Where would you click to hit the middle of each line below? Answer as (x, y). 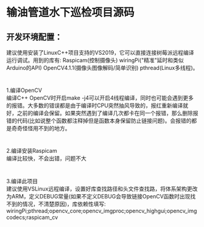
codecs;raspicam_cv (32, 217)
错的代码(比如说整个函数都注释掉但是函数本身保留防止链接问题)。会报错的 (99, 121)
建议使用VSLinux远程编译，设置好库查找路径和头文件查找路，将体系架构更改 (102, 189)
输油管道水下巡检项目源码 (71, 12)
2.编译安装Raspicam (32, 151)
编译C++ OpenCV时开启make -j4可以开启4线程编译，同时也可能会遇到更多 (100, 98)
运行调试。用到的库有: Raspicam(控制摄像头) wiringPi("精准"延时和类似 (95, 60)
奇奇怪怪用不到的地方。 (41, 128)
